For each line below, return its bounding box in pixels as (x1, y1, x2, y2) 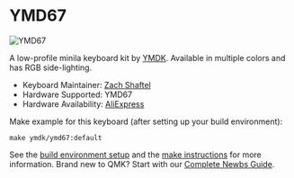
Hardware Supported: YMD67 (22, 89, 133, 100)
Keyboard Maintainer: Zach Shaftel (22, 79, 151, 90)
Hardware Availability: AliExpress (22, 98, 145, 109)
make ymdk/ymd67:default (9, 133, 102, 142)
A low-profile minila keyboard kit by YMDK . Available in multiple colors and (9, 52, 286, 63)
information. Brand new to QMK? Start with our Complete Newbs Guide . (9, 158, 275, 169)
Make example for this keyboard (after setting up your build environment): (9, 116, 283, 127)
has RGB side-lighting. (9, 62, 93, 73)
